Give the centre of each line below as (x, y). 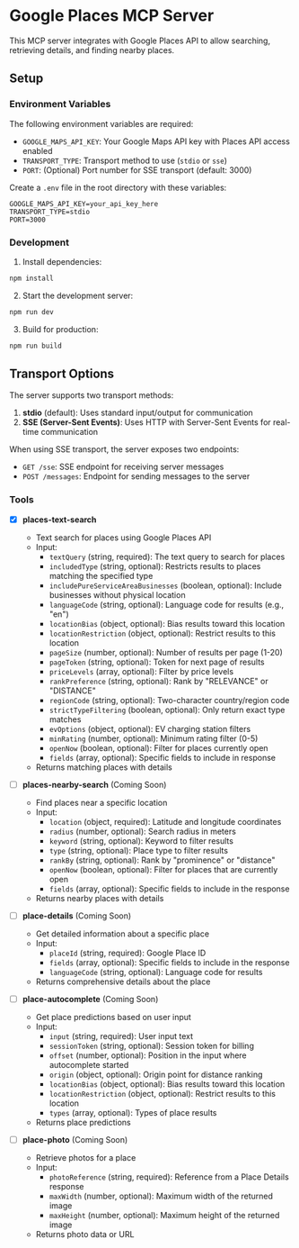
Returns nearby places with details (100, 898)
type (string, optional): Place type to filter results (139, 850)
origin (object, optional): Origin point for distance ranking (156, 1074)
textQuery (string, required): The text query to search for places (167, 556)
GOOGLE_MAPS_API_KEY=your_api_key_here (84, 203)
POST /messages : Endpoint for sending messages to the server (136, 476)
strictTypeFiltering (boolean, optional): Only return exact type (167, 710)
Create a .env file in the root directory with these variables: (118, 187)
